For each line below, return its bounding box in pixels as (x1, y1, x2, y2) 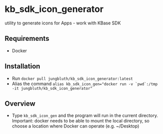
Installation (4, 62, 40, 71)
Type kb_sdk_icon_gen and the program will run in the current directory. (11, 113, 158, 119)
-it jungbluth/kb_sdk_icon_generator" (11, 86, 93, 91)
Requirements (4, 34, 49, 43)
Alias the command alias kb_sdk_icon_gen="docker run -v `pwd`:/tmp (11, 81, 158, 87)
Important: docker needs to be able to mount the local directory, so (11, 118, 150, 124)
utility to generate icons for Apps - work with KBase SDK (4, 20, 121, 26)
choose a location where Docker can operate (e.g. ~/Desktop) (11, 123, 140, 129)
